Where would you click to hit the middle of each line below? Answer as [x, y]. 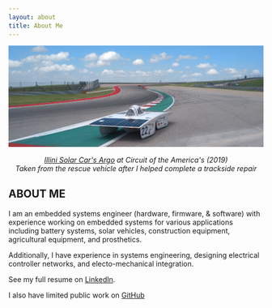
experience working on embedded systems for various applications [121, 222]
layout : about [32, 17]
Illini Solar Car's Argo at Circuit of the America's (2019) [136, 160]
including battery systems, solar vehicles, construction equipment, [119, 230]
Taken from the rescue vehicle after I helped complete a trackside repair [136, 168]
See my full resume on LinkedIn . [62, 279]
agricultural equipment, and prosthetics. [75, 239]
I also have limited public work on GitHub [76, 295]
